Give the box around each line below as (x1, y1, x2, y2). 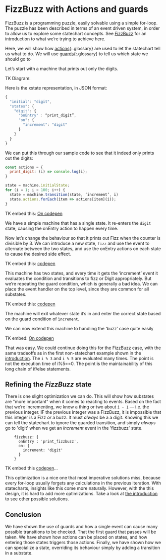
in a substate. (5, 550, 33, 556)
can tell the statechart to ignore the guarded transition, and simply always (5, 420, 156, 426)
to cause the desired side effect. (5, 251, 71, 257)
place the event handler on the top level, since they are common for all (5, 286, 149, 292)
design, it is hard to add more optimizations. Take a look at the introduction (5, 491, 158, 497)
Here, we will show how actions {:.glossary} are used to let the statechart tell (5, 45, 161, 51)
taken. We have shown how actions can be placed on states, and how (5, 534, 148, 540)
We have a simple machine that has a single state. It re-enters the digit (5, 220, 151, 226)
